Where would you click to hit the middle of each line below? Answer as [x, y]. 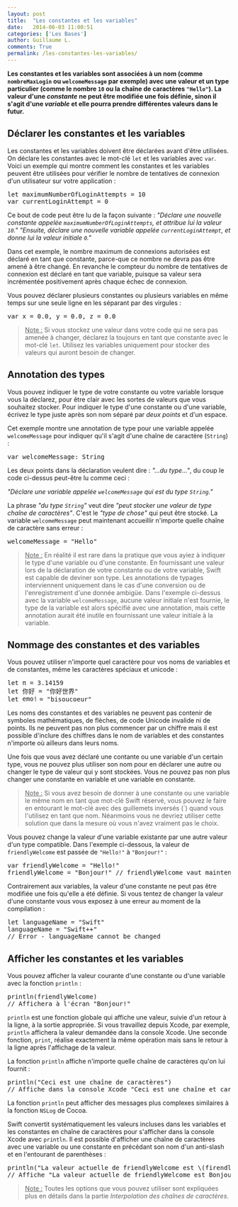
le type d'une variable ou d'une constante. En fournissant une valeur [124, 562]
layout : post [27, 14]
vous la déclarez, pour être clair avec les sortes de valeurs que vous [107, 399]
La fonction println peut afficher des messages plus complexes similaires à [118, 1103]
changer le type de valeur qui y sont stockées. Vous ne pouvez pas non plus [119, 772]
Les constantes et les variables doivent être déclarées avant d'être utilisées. [118, 150]
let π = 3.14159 [35, 683]
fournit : [19, 1069]
